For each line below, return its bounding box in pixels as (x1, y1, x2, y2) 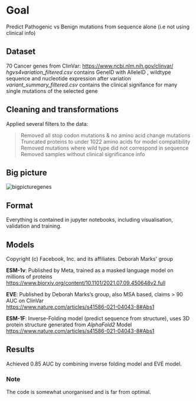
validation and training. (6, 222, 62, 229)
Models (6, 240, 34, 250)
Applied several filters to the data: (6, 120, 89, 127)
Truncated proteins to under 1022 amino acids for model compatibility (20, 138, 191, 145)
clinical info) (6, 29, 36, 36)
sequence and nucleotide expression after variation (6, 75, 132, 82)
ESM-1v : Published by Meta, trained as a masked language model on (6, 267, 174, 274)
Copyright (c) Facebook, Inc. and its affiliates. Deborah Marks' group (6, 256, 173, 262)
